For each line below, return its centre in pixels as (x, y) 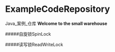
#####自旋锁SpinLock (28, 34)
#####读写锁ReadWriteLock (34, 44)
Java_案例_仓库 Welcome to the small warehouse (56, 23)
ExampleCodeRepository (57, 9)
